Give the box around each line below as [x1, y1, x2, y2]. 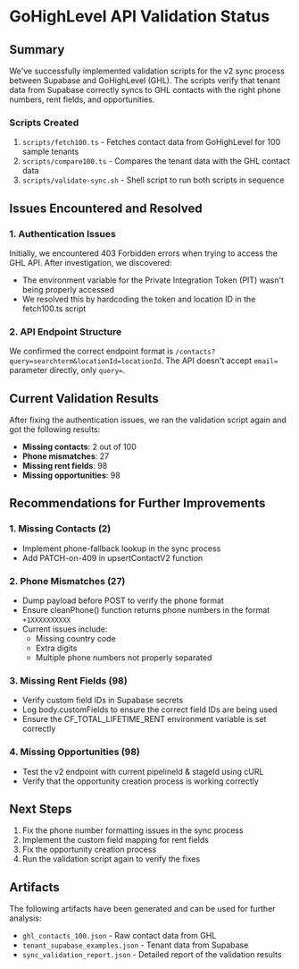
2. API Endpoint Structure [9, 325, 122, 337]
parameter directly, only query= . [9, 365, 126, 376]
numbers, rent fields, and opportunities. [9, 94, 155, 105]
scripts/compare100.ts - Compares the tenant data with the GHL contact [21, 156, 290, 166]
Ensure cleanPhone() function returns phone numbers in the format [21, 605, 270, 616]
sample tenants [21, 146, 79, 157]
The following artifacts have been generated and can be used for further [9, 904, 276, 914]
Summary [9, 42, 65, 57]
